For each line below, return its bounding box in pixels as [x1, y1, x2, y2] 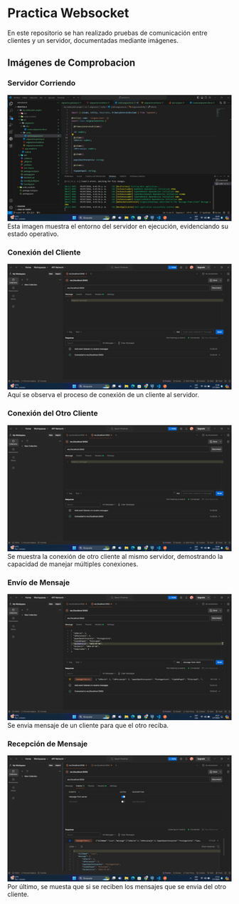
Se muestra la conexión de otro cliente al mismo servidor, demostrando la [7, 552, 223, 560]
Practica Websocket [7, 5, 129, 21]
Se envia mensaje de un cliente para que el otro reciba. [7, 721, 169, 730]
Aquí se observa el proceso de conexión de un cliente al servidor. [7, 391, 199, 399]
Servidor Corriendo [7, 78, 76, 88]
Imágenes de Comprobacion [7, 57, 136, 69]
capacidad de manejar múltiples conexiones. [7, 560, 139, 568]
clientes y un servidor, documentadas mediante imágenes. [7, 36, 179, 44]
